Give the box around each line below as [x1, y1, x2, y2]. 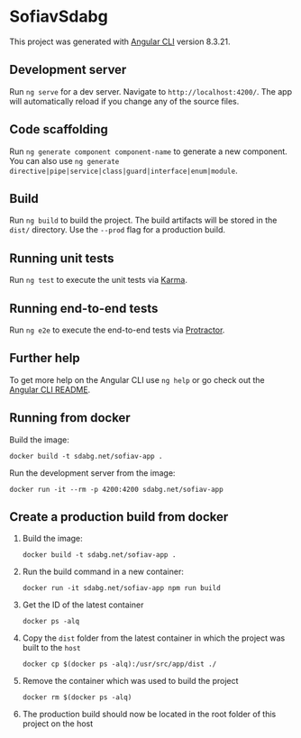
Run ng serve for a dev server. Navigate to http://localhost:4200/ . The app [9, 86, 293, 96]
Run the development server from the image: [9, 467, 176, 478]
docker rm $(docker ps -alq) [22, 693, 132, 702]
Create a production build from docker [9, 509, 229, 524]
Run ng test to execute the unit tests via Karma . [9, 275, 187, 286]
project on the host [22, 718, 94, 729]
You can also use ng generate [9, 155, 120, 166]
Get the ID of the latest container [22, 599, 144, 610]
